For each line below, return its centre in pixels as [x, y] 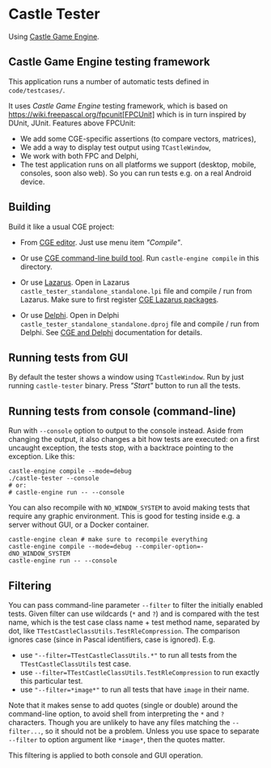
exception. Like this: [42, 456]
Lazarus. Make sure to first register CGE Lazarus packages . [119, 299]
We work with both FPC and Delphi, [79, 155]
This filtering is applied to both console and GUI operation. [106, 755]
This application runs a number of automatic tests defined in [109, 81]
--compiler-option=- [169, 547]
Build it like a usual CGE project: [61, 227]
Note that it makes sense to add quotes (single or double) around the [123, 705]
